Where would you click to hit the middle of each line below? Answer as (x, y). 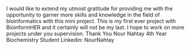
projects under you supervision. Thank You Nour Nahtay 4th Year (87, 34)
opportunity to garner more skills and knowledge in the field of (83, 15)
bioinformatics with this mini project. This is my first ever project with (91, 21)
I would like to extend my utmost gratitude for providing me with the (90, 9)
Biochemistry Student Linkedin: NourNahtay (60, 40)
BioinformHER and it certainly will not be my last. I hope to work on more (95, 27)
